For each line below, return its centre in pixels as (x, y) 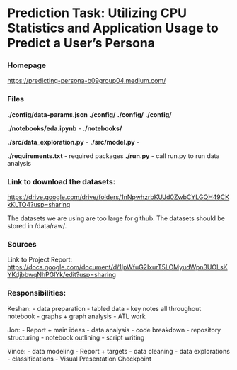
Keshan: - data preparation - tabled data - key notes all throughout (104, 308)
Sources (22, 244)
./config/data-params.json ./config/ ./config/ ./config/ (89, 114)
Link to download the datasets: (62, 181)
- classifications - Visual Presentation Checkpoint (80, 359)
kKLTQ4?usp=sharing (39, 205)
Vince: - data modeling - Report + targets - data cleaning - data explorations (118, 351)
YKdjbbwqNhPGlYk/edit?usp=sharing (62, 275)
